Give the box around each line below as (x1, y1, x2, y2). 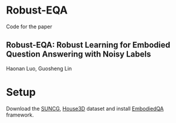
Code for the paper (6, 23, 53, 30)
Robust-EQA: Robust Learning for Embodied (6, 40, 171, 50)
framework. (6, 111, 34, 118)
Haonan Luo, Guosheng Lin (6, 65, 72, 72)
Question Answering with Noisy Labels (6, 49, 151, 59)
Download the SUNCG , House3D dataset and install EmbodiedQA (6, 105, 164, 112)
